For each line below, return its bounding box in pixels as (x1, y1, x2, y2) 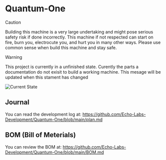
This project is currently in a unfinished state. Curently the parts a (5, 64, 139, 70)
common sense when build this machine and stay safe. (5, 44, 117, 50)
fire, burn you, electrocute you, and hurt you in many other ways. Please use (5, 39, 161, 45)
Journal (5, 98, 30, 107)
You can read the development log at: (5, 111, 82, 117)
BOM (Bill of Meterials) (5, 131, 76, 139)
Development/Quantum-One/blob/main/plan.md (5, 117, 103, 122)
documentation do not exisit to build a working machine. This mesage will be (5, 69, 161, 75)
